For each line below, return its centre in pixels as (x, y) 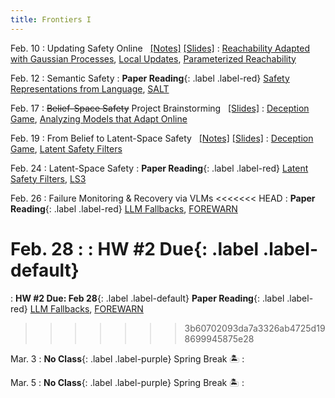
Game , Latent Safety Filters (66, 148)
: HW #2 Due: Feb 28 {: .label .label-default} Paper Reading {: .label (147, 298)
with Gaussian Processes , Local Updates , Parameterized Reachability (153, 58)
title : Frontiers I (51, 19)
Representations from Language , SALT (90, 88)
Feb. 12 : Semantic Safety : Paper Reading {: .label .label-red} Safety (150, 78)
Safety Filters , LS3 (48, 178)
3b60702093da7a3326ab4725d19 (255, 328)
